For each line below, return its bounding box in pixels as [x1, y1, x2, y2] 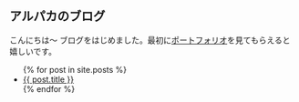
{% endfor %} [22, 83, 76, 94]
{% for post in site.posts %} [22, 64, 128, 75]
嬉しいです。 [9, 46, 57, 56]
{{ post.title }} [22, 74, 75, 85]
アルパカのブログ [9, 8, 106, 25]
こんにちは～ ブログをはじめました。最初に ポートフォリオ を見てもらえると [9, 35, 291, 46]
